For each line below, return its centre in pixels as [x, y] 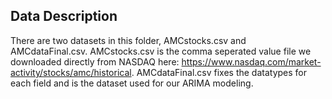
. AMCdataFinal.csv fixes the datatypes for [219, 72]
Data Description [64, 16]
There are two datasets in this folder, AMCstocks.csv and [128, 40]
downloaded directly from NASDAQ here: [95, 61]
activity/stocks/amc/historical [71, 72]
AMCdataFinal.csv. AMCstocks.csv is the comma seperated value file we [161, 51]
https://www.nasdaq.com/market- [251, 61]
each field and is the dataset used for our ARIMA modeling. [132, 83]
